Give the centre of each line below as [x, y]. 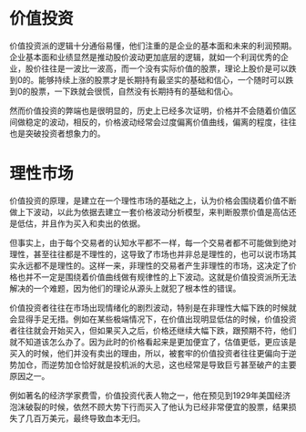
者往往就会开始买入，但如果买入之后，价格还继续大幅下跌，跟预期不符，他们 [153, 330]
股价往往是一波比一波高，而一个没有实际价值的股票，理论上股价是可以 [157, 68]
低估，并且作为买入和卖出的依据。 [81, 223]
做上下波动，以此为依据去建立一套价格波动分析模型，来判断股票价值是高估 [149, 211]
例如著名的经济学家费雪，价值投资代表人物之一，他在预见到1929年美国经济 [150, 395]
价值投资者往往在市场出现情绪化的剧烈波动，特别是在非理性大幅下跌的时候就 [153, 307]
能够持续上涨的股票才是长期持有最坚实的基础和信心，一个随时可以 [162, 79]
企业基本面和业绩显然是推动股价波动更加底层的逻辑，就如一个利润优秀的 [145, 57]
